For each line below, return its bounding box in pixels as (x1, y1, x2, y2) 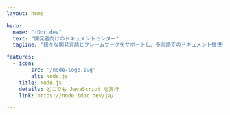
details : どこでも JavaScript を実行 (19, 86, 119, 92)
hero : (6, 22, 22, 29)
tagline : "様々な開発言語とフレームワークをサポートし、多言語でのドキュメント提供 (12, 42, 222, 49)
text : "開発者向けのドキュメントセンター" (12, 35, 119, 42)
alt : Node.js (31, 73, 69, 79)
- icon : (12, 60, 35, 67)
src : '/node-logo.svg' (31, 66, 96, 73)
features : (6, 54, 35, 61)
